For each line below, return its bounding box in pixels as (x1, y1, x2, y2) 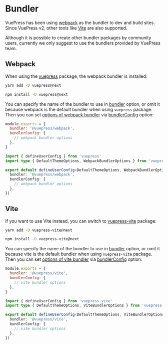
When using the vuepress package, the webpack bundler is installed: (5, 73, 147, 79)
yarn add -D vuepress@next (5, 83, 61, 88)
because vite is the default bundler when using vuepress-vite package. (5, 251, 152, 257)
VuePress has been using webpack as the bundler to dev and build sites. (5, 20, 155, 26)
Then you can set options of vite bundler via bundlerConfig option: (5, 256, 142, 262)
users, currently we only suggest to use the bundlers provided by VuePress (5, 40, 161, 46)
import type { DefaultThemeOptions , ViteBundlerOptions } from (5, 303, 140, 308)
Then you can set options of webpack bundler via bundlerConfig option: (5, 111, 154, 118)
